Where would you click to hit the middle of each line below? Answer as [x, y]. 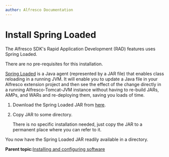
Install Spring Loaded [51, 34]
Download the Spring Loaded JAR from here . [59, 105]
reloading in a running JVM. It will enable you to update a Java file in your [81, 79]
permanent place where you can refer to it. [57, 129]
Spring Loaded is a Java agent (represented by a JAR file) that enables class [85, 73]
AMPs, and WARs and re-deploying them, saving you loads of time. [75, 95]
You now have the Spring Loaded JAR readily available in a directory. [77, 139]
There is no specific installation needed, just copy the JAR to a [77, 124]
